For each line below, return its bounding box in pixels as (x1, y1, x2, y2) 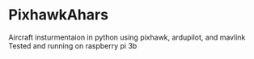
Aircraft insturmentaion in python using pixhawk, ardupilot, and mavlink (8, 32, 246, 42)
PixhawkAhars (8, 6, 109, 24)
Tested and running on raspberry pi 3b (8, 40, 138, 50)
